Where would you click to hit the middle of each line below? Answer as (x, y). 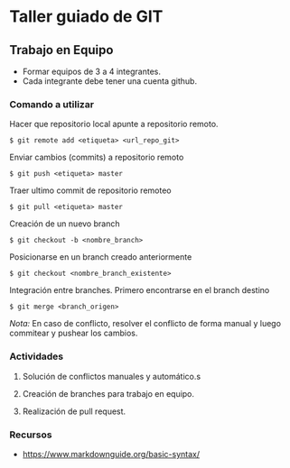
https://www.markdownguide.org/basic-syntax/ (111, 454)
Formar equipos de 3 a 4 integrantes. (91, 71)
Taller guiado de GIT (86, 17)
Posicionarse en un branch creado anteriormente (101, 257)
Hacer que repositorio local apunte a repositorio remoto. (114, 124)
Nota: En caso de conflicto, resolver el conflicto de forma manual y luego (145, 324)
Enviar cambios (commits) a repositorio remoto (97, 157)
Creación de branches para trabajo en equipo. (108, 393)
